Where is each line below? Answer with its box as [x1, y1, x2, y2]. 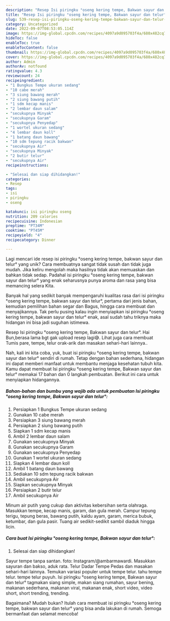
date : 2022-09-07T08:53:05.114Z [6, 26, 74, 31]
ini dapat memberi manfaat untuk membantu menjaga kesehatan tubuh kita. [6, 360, 163, 366]
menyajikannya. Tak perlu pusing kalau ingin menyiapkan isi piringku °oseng [6, 308, 164, 314]
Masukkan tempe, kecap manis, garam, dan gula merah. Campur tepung [6, 507, 156, 514]
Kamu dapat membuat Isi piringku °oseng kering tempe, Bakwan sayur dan [6, 365, 161, 372]
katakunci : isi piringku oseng [6, 209, 72, 214]
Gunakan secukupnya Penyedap [13, 449, 81, 456]
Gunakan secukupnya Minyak [13, 438, 75, 444]
